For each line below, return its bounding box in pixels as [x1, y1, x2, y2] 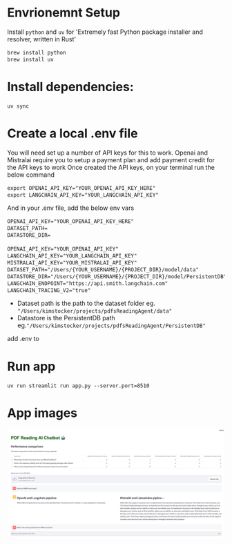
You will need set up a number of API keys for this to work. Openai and [7, 148, 209, 157]
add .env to [7, 334, 39, 342]
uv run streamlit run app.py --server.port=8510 [7, 382, 150, 389]
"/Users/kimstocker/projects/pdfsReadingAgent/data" [17, 307, 173, 315]
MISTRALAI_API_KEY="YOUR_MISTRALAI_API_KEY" [7, 259, 137, 266]
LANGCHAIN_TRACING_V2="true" [7, 286, 91, 294]
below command [7, 171, 55, 179]
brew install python [7, 49, 67, 56]
